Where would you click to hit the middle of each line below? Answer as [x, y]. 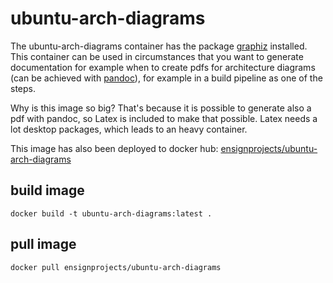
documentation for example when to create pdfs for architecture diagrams [163, 67]
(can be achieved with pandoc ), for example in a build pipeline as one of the [166, 78]
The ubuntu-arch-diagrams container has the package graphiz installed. [159, 46]
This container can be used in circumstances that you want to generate [157, 56]
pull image [43, 244]
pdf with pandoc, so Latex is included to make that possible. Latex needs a [164, 118]
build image [47, 190]
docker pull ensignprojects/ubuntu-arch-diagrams [116, 267]
